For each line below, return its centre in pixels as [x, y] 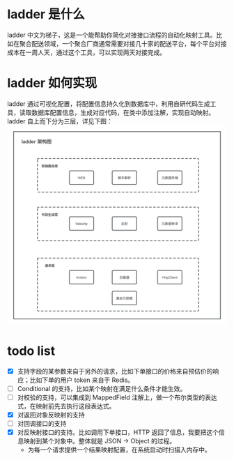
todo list [31, 351]
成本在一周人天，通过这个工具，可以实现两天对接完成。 [86, 52]
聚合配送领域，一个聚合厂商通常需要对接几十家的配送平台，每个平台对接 [123, 43]
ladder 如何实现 [52, 83]
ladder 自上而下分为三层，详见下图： [60, 121]
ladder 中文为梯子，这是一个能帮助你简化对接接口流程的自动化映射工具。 [112, 35]
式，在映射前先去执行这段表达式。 [66, 406]
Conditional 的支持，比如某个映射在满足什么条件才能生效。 [102, 388]
